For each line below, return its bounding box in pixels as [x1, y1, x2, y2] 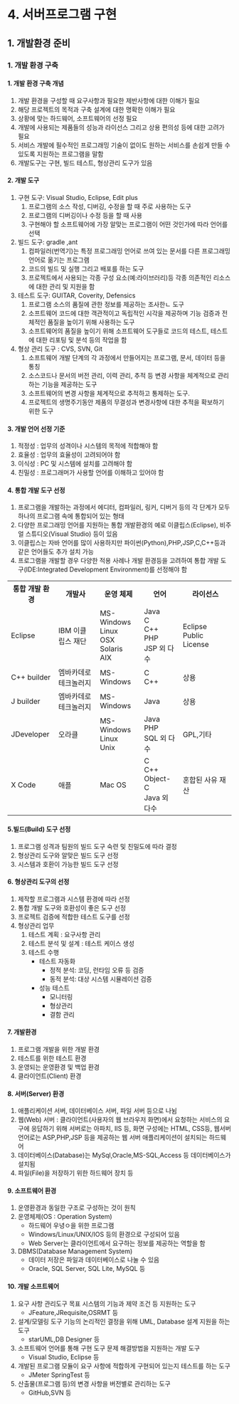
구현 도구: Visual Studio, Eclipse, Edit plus [17, 193, 139, 201]
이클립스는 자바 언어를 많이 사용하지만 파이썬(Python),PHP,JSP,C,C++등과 [17, 539, 226, 547]
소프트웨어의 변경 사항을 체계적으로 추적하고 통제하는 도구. [28, 389, 191, 397]
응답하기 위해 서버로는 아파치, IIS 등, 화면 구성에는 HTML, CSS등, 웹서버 [31, 1124, 231, 1133]
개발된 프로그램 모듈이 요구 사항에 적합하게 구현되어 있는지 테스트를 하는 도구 [17, 1361, 231, 1370]
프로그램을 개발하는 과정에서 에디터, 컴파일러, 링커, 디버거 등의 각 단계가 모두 [17, 503, 230, 512]
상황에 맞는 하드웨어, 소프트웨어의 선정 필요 [17, 114, 138, 122]
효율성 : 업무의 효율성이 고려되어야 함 [17, 450, 121, 459]
